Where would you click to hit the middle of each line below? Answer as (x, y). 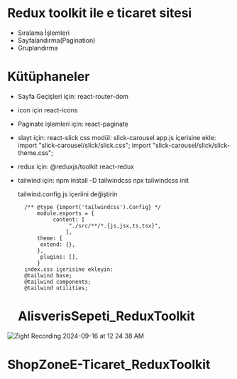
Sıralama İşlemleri (43, 33)
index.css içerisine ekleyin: (69, 269)
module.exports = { (65, 213)
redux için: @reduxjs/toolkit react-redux (76, 166)
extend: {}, (58, 244)
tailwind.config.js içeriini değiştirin (67, 194)
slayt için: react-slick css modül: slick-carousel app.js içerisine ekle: (117, 137)
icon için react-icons (48, 110)
